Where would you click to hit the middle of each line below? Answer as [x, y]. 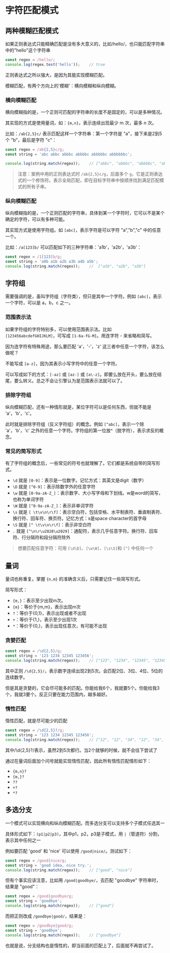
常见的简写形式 [24, 451]
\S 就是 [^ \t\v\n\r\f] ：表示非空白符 [52, 525]
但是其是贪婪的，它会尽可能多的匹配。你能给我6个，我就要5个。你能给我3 [82, 688]
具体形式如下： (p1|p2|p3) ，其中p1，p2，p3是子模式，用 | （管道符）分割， [83, 834]
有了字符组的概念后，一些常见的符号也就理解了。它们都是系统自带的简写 [80, 463]
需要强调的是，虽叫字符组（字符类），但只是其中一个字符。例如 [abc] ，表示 [83, 296]
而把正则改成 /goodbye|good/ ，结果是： [46, 916]
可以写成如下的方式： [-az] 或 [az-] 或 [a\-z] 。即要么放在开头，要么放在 [81, 374]
